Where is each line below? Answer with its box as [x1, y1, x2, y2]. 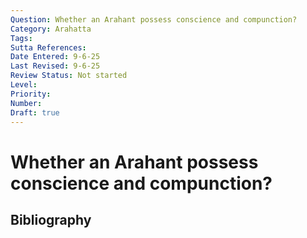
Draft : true [10, 107, 60, 118]
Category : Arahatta [10, 24, 92, 34]
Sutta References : [10, 42, 87, 53]
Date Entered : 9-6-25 [10, 52, 101, 62]
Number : [10, 98, 43, 108]
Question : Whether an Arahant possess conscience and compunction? [10, 14, 298, 25]
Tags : [10, 33, 33, 43]
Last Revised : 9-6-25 [10, 61, 101, 71]
